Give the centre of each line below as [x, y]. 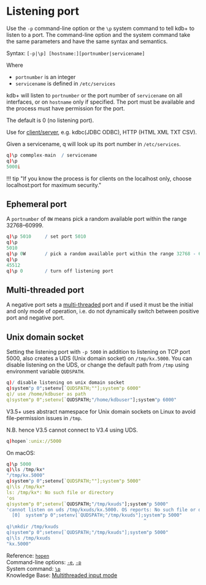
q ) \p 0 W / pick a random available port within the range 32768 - [101, 254]
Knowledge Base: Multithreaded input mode [62, 575]
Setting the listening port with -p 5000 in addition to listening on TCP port [98, 352]
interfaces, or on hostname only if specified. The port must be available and [101, 102]
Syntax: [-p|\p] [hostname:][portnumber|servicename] [76, 53]
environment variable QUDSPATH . [46, 372]
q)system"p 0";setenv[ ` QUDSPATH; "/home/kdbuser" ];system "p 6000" [91, 400]
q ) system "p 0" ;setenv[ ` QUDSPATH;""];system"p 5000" [74, 481]
